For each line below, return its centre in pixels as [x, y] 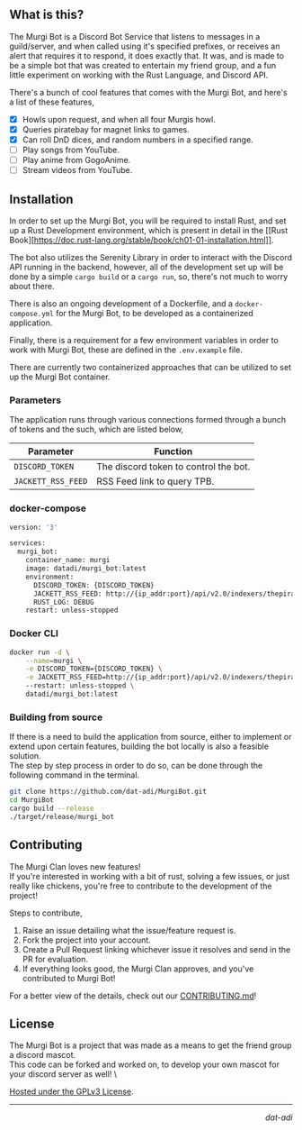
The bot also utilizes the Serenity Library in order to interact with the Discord [151, 257]
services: [28, 543]
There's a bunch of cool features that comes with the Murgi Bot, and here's [148, 92]
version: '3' [34, 527]
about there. [32, 286]
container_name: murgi [68, 560]
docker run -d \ [40, 652]
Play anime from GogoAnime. [76, 160]
